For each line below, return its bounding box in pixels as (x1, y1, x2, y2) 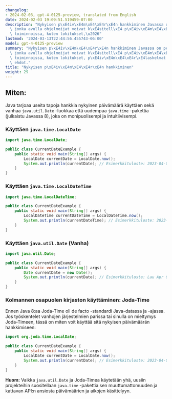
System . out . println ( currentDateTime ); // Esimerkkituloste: (24, 218, 155, 223)
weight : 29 (5, 70, 29, 75)
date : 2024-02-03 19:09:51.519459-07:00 (5, 17, 93, 22)
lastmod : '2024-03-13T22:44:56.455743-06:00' (5, 36, 104, 42)
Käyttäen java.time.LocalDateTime (5, 183, 92, 190)
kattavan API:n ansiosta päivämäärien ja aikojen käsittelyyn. (5, 388, 131, 394)
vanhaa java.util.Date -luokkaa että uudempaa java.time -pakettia (5, 107, 149, 113)
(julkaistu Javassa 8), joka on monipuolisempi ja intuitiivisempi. (5, 113, 138, 119)
